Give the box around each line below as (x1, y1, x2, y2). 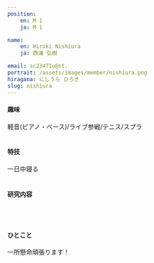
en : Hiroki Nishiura (20, 43, 81, 50)
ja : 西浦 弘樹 (20, 50, 58, 57)
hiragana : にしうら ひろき (7, 75, 80, 82)
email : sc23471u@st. (7, 63, 69, 70)
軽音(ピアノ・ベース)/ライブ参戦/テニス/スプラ (7, 122, 143, 131)
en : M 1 (20, 17, 43, 24)
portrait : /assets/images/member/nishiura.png (7, 69, 148, 76)
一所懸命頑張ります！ (7, 248, 70, 257)
